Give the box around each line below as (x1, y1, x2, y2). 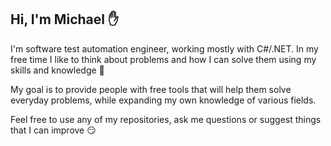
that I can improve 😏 (10, 124, 97, 136)
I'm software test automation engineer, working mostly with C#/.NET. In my (10, 42, 319, 55)
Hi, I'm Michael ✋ (10, 11, 120, 28)
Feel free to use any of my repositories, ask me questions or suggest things (10, 113, 322, 125)
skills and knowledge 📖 (10, 64, 105, 76)
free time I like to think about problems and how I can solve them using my (10, 53, 317, 65)
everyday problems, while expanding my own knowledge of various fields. (10, 94, 317, 106)
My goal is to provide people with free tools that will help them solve (10, 83, 292, 95)
